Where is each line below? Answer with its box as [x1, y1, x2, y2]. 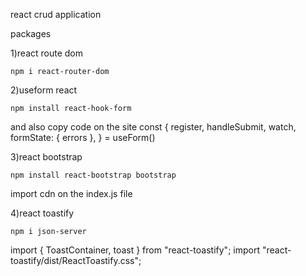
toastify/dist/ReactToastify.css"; [10, 255, 142, 266]
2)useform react [10, 84, 78, 96]
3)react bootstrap [10, 151, 83, 163]
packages [10, 28, 52, 39]
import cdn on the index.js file [10, 188, 133, 199]
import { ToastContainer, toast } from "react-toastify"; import [10, 244, 260, 256]
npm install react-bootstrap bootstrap [10, 170, 177, 180]
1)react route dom [10, 47, 83, 59]
